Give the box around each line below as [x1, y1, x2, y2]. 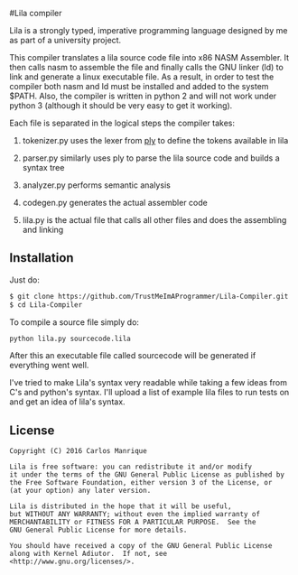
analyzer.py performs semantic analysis [22, 180, 172, 190]
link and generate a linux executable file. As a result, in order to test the [9, 71, 275, 82]
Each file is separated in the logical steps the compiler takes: [9, 117, 235, 128]
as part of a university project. [9, 35, 122, 45]
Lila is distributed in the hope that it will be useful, [9, 502, 232, 511]
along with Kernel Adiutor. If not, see [9, 550, 168, 559]
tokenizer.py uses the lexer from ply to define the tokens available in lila [22, 135, 289, 145]
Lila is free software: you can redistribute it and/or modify [9, 462, 253, 472]
